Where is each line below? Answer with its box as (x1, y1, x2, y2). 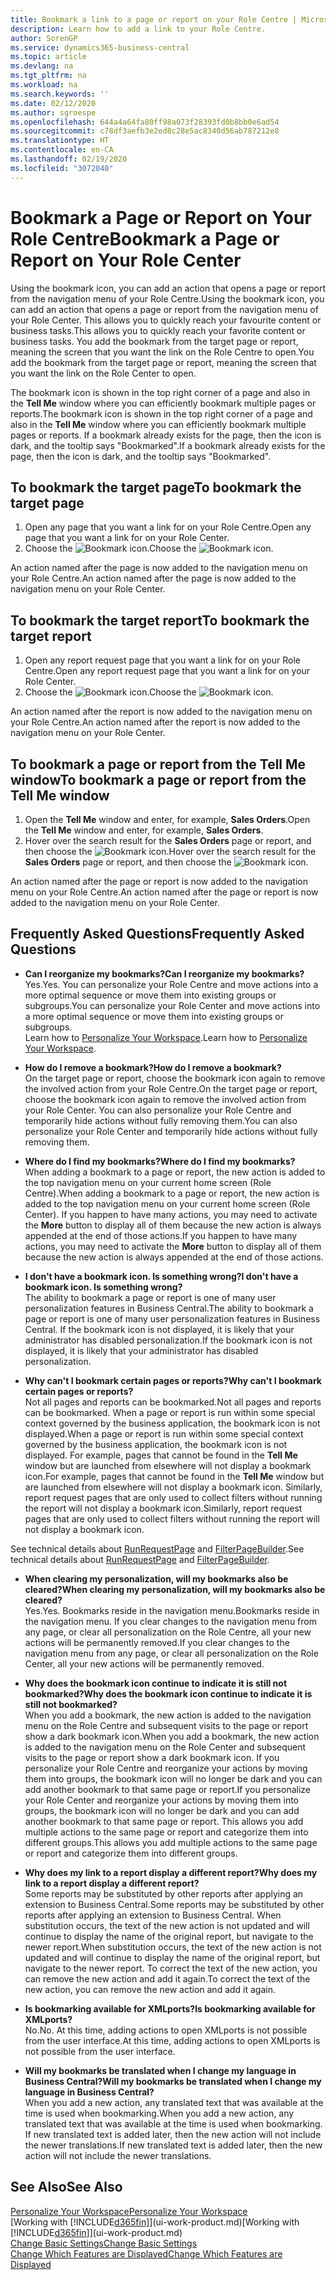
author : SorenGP (10, 33, 78, 43)
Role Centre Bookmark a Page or (10, 227, 280, 250)
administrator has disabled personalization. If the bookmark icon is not (24, 1334, 313, 1346)
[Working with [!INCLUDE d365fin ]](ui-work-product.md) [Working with (10, 2216, 300, 2228)
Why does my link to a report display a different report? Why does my (24, 1866, 318, 1878)
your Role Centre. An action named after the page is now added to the (10, 572, 297, 585)
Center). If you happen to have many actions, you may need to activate (24, 1208, 318, 1220)
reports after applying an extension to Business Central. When (24, 1909, 282, 1921)
